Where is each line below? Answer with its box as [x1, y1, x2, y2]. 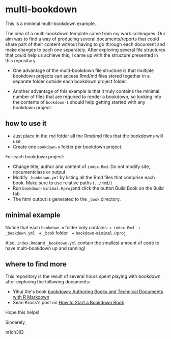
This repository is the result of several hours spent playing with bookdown [5, 273, 161, 279]
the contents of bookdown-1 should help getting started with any [12, 99, 146, 105]
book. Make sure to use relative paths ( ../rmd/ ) [12, 180, 112, 186]
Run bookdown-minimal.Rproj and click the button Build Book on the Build [12, 185, 164, 191]
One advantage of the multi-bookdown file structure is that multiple [12, 67, 154, 74]
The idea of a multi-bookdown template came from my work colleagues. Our [5, 30, 166, 36]
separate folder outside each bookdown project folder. [12, 78, 127, 84]
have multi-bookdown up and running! [5, 245, 85, 251]
